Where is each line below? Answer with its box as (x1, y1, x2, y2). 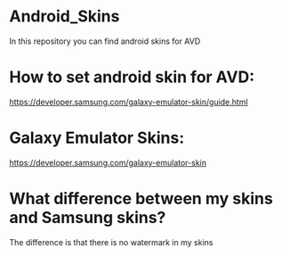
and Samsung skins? (9, 208, 166, 227)
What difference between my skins (9, 189, 273, 209)
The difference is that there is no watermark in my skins (9, 236, 214, 247)
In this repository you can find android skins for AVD (9, 36, 201, 46)
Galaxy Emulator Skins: (9, 128, 185, 148)
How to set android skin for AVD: (9, 67, 255, 87)
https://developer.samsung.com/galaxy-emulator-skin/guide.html (9, 96, 248, 107)
